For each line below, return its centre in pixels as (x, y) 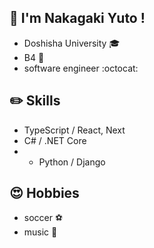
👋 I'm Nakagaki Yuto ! (77, 18)
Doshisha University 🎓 (72, 43)
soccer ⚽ (43, 218)
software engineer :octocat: (81, 68)
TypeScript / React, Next (74, 130)
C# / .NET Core (55, 140)
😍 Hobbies (44, 193)
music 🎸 (40, 232)
